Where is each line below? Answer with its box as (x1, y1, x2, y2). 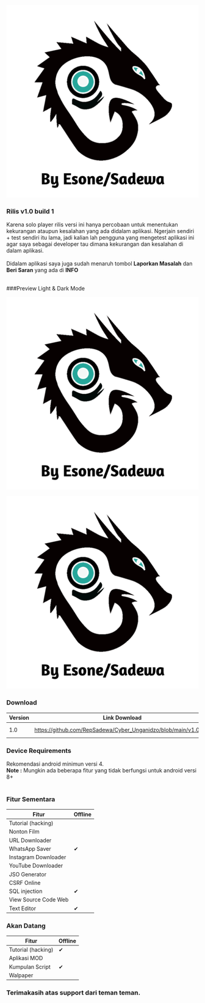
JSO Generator (9, 870, 47, 878)
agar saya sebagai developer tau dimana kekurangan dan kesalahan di (6, 240, 184, 248)
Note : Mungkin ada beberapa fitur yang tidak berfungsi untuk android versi (6, 767, 197, 774)
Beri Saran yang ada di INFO (6, 267, 79, 274)
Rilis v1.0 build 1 (6, 207, 54, 215)
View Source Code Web (9, 896, 69, 903)
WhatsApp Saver (9, 845, 51, 852)
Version (9, 714, 29, 722)
